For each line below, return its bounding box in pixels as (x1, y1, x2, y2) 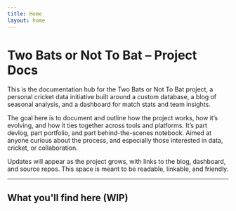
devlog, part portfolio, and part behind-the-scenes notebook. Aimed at (7, 129, 212, 137)
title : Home (7, 10, 42, 18)
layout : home (7, 17, 46, 24)
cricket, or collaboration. (7, 143, 79, 152)
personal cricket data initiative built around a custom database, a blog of (7, 93, 217, 101)
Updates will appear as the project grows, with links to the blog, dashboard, (7, 158, 226, 166)
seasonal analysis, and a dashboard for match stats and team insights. (7, 100, 211, 109)
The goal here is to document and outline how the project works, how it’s (7, 114, 218, 122)
